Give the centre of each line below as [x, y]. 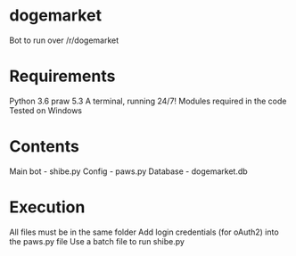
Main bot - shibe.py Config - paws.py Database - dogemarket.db [128, 171]
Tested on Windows [46, 110]
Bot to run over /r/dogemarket [64, 40]
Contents [45, 147]
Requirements [62, 76]
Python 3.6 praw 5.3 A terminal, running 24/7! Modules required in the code [148, 101]
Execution [47, 207]
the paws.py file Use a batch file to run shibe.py [97, 241]
